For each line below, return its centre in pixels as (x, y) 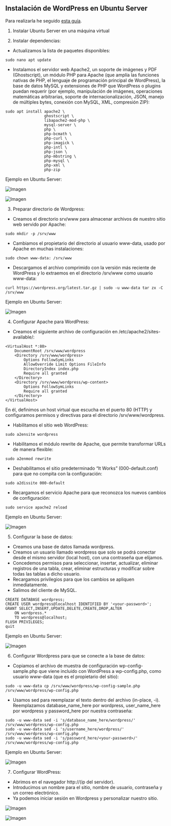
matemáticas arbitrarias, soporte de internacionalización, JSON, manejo (88, 96)
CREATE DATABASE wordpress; (35, 599)
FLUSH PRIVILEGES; (25, 622)
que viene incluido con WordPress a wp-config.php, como (100, 671)
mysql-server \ (60, 125)
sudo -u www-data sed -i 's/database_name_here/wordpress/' (71, 720)
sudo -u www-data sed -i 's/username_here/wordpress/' (65, 729)
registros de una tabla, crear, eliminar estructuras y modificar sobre (83, 568)
